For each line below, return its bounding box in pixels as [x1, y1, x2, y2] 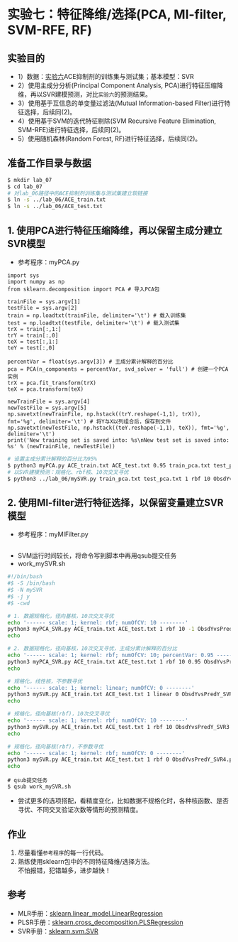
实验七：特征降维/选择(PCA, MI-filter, [7, 6, 227, 23]
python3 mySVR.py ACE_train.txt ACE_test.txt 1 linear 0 [7, 691, 179, 698]
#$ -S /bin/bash [7, 580, 55, 587]
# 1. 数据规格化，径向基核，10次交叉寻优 [7, 612, 115, 619]
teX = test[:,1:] [7, 338, 59, 345]
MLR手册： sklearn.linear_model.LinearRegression [17, 909, 163, 917]
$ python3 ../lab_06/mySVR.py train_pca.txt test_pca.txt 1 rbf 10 [7, 475, 211, 482]
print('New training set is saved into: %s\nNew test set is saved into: [7, 437, 230, 444]
